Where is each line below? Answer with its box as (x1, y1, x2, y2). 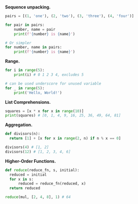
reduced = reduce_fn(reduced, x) (18, 181, 86, 186)
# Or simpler (5, 40, 32, 45)
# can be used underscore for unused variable (5, 81, 101, 86)
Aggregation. (5, 122, 33, 128)
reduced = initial (9, 172, 47, 177)
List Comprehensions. (5, 99, 51, 105)
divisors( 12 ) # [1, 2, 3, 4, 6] (5, 149, 71, 154)
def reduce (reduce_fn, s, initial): (5, 167, 79, 173)
